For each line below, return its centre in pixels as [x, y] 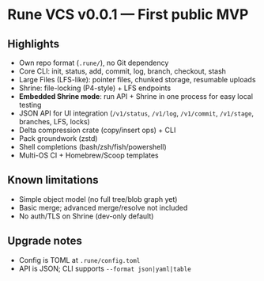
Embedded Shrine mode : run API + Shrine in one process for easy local [136, 96]
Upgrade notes [45, 241]
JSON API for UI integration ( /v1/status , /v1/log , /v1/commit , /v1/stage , [136, 113]
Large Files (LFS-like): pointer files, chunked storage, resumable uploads [137, 80]
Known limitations [53, 180]
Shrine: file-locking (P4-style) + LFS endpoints [95, 88]
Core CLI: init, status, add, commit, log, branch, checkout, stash [123, 71]
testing [30, 105]
